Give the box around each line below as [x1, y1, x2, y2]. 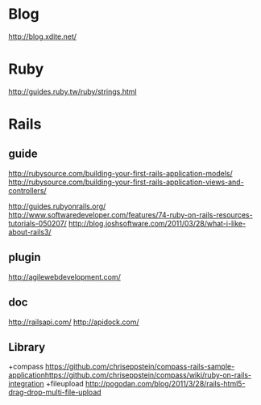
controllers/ [8, 185, 47, 195]
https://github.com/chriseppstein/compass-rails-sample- [45, 361, 235, 372]
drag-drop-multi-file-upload [8, 387, 102, 397]
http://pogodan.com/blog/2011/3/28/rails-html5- [85, 379, 246, 389]
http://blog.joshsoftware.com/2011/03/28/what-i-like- [68, 218, 246, 228]
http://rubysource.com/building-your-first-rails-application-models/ [8, 168, 233, 178]
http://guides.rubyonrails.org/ [8, 201, 106, 211]
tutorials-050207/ [8, 218, 67, 228]
